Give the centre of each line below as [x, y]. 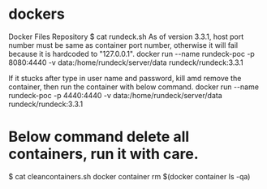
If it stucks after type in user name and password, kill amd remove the [125, 78]
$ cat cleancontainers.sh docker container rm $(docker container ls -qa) [129, 176]
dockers [37, 14]
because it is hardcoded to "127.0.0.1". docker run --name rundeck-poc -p [132, 54]
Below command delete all [99, 137]
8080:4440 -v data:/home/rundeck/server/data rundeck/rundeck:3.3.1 [126, 62]
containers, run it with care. [103, 154]
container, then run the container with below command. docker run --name [134, 87]
